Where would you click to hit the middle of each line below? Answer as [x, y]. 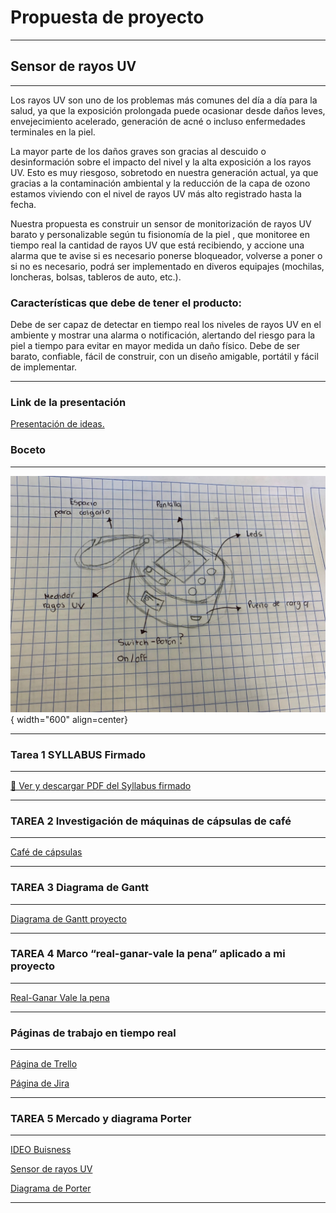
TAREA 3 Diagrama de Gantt [79, 888]
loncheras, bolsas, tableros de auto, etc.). [96, 277]
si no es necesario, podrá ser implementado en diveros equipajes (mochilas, [167, 266]
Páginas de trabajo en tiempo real [93, 1033]
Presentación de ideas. [57, 424]
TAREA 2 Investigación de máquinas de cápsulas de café [151, 821]
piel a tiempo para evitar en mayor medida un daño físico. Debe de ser [155, 346]
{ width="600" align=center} [69, 719]
